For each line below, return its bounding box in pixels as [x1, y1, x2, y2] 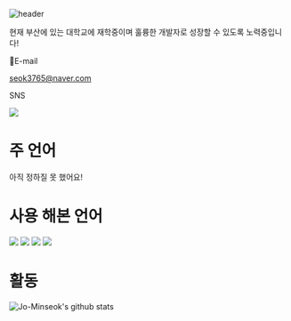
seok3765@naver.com [9, 73, 92, 84]
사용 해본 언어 [9, 206, 103, 227]
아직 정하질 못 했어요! [9, 172, 83, 182]
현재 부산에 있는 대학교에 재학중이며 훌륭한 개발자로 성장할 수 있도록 [9, 27, 245, 37]
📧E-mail [9, 56, 38, 66]
